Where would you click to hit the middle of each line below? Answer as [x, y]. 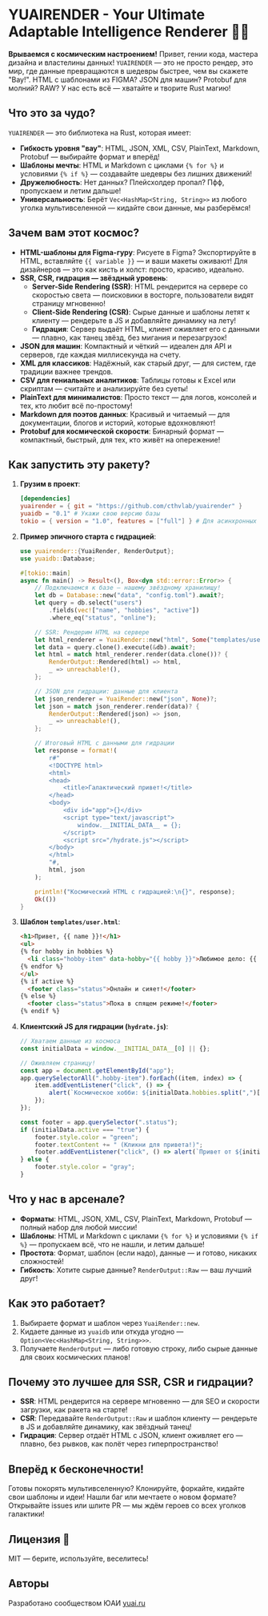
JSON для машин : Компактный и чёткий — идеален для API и [126, 345]
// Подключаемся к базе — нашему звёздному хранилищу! [128, 588]
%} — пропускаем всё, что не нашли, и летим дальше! [112, 1244]
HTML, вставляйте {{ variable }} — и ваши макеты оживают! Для [134, 261]
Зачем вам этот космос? [74, 233]
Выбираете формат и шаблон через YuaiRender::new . [110, 1323]
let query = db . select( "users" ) [88, 603]
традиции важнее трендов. [66, 371]
